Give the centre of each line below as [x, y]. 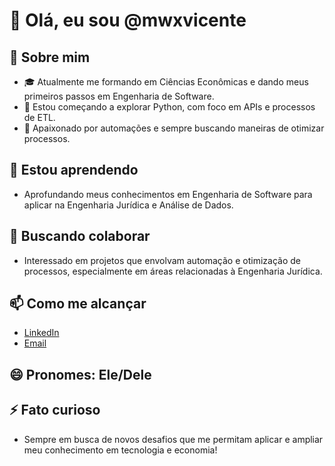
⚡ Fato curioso [55, 410]
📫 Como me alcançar [78, 304]
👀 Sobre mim [50, 57]
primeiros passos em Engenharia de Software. [119, 96]
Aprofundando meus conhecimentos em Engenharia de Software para [168, 194]
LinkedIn [41, 333]
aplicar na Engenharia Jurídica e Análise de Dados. [128, 205]
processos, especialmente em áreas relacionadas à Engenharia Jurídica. [173, 271]
